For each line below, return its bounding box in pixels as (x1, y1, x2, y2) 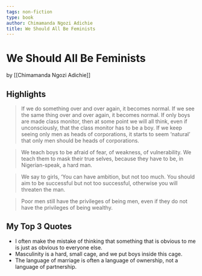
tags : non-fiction (6, 8, 52, 15)
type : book (6, 14, 34, 20)
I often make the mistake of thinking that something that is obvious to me (14, 237, 196, 245)
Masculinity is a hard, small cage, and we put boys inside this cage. (14, 250, 183, 257)
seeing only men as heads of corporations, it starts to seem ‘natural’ (21, 131, 191, 137)
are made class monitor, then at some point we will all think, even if (21, 118, 188, 125)
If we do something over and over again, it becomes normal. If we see (21, 105, 195, 112)
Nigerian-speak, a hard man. (21, 162, 92, 169)
